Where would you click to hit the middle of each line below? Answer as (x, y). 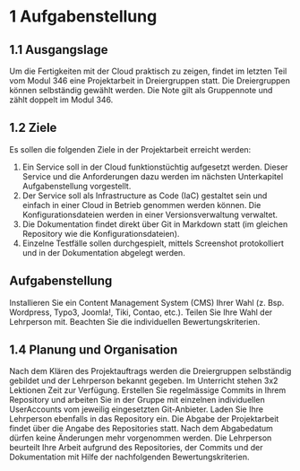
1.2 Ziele (33, 128)
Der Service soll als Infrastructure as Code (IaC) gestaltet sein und (145, 196)
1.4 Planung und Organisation (94, 350)
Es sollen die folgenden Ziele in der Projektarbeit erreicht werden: (130, 149)
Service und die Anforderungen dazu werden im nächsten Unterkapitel (153, 176)
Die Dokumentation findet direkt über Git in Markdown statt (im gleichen (155, 224)
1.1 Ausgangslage (59, 50)
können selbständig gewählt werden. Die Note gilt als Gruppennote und (141, 90)
